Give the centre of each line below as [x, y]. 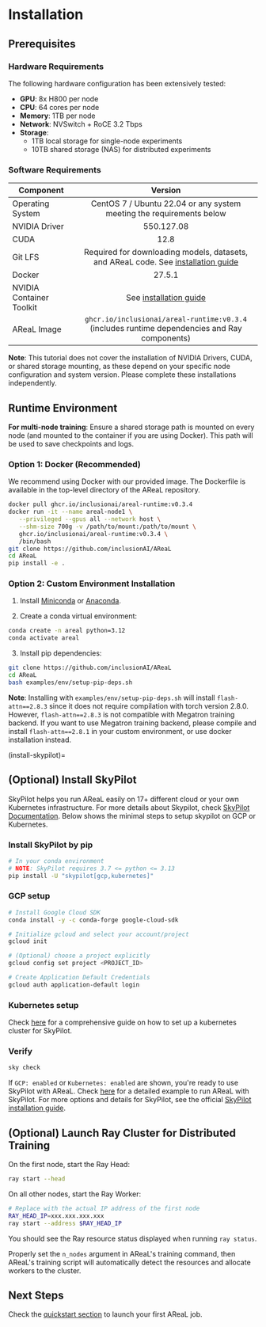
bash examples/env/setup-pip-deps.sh [70, 683]
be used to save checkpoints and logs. [71, 443]
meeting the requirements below [166, 214]
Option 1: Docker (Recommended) [74, 464]
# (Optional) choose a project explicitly [79, 956]
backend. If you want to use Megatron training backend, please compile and [133, 723]
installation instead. [40, 740]
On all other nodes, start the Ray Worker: [74, 1194]
